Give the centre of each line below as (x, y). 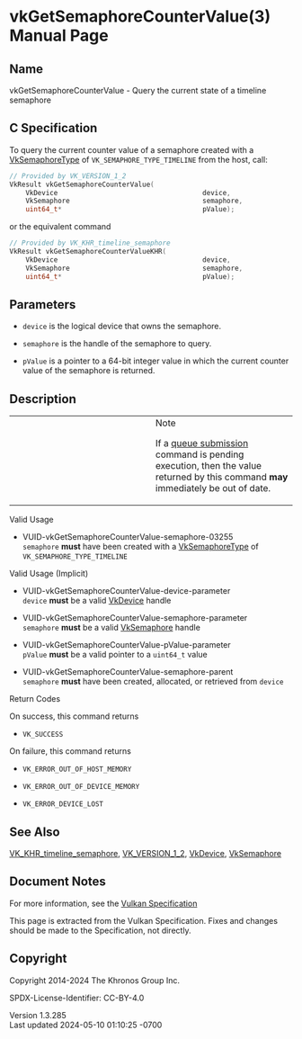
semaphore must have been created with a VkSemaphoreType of (140, 547)
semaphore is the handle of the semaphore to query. (117, 344)
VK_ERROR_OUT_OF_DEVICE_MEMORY (81, 787)
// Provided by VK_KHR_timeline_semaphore (90, 243)
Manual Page (59, 36)
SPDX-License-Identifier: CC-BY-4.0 (77, 998)
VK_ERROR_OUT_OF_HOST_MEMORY (77, 770)
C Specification (53, 128)
